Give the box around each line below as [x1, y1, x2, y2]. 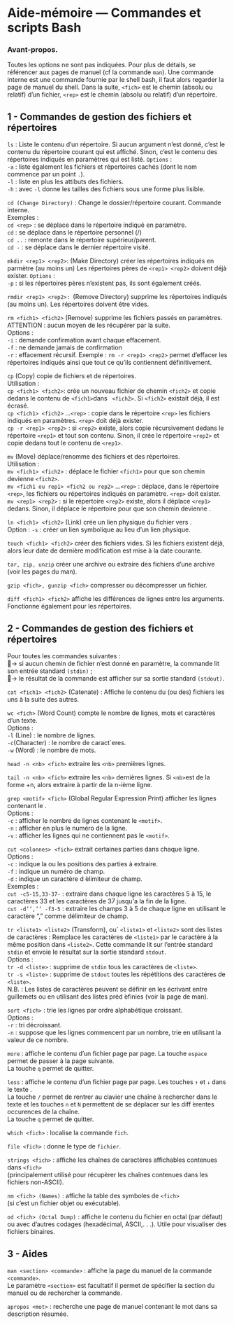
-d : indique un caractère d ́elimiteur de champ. [7, 875, 143, 883]
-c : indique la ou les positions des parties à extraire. [7, 860, 159, 868]
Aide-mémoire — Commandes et [7, 5, 201, 21]
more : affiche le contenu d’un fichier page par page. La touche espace [7, 1049, 207, 1058]
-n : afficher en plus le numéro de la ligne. [7, 824, 128, 833]
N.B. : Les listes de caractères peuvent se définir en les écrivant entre [7, 985, 208, 994]
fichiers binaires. [7, 1228, 56, 1236]
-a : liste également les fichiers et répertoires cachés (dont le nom [7, 162, 197, 171]
